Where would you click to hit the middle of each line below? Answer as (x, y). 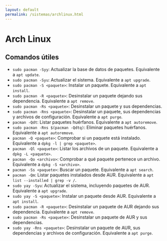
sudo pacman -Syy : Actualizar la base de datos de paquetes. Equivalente (86, 69)
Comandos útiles (32, 57)
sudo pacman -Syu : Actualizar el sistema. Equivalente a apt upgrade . (81, 80)
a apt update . (26, 75)
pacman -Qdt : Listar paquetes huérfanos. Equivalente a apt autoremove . (85, 122)
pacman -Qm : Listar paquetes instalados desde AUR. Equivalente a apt (83, 175)
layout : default (22, 10)
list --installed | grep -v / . (44, 180)
